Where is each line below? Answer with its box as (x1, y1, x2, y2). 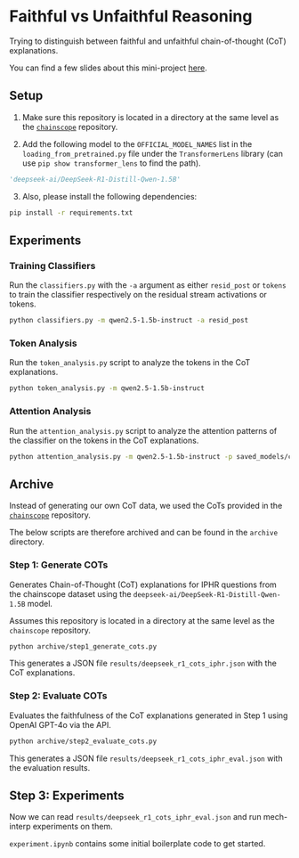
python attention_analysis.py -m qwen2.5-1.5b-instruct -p (9, 452, 233, 461)
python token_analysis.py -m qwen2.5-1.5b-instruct (9, 384, 205, 393)
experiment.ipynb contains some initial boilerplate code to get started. (9, 838, 266, 849)
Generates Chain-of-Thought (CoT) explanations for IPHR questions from (9, 579, 278, 590)
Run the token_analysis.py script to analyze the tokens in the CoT (9, 357, 251, 368)
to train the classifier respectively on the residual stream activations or (9, 290, 267, 300)
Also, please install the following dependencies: (21, 191, 198, 201)
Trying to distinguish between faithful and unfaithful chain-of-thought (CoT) (9, 36, 287, 46)
